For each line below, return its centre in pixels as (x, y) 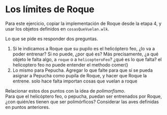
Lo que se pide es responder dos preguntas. (52, 39)
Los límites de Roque (50, 9)
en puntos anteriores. (28, 107)
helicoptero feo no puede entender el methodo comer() (70, 65)
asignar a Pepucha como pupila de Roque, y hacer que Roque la (80, 75)
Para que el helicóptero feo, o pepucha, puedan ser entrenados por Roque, (84, 96)
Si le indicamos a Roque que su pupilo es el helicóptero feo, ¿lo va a (84, 48)
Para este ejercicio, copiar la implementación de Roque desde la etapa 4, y (83, 23)
